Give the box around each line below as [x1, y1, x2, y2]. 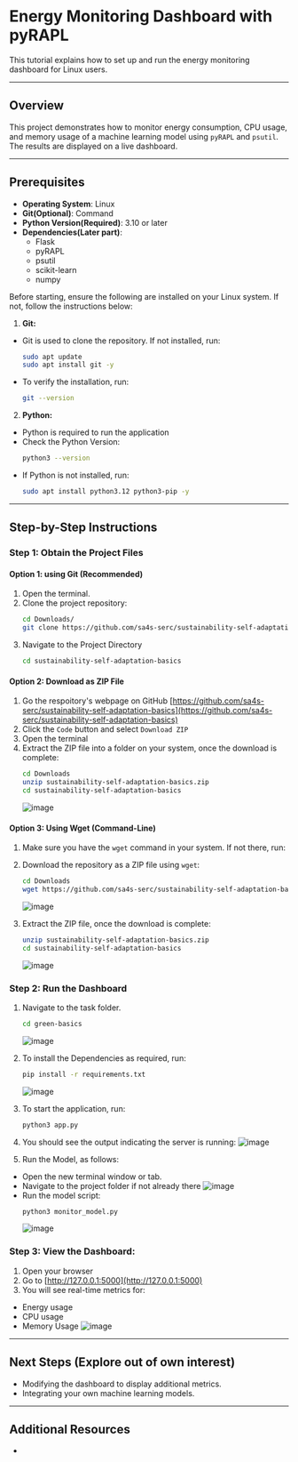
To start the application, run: [21, 1103, 126, 1113]
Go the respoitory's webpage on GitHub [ [21, 695, 173, 706]
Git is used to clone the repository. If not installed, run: [21, 335, 221, 346]
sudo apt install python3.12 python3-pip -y [21, 487, 190, 496]
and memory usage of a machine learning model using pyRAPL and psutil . [9, 131, 279, 141]
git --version [21, 394, 74, 403]
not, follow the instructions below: [9, 301, 133, 311]
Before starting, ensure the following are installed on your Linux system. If [9, 291, 279, 301]
